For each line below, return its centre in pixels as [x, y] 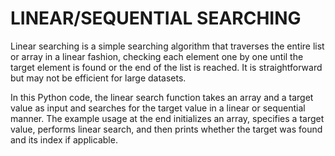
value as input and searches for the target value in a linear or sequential [158, 108]
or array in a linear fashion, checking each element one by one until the [157, 56]
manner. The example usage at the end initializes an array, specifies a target [167, 118]
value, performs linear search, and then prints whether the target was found [166, 129]
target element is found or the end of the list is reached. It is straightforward [166, 67]
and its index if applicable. [64, 139]
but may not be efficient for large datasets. [98, 78]
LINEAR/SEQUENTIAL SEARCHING [156, 18]
